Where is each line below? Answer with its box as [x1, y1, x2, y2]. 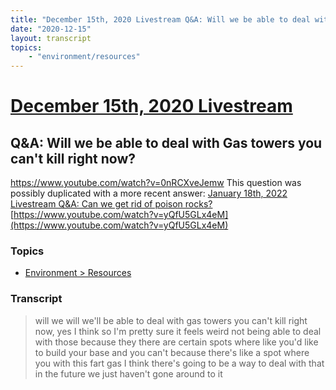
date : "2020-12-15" [10, 24, 92, 34]
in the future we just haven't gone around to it [34, 367, 223, 380]
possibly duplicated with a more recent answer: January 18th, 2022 [10, 187, 288, 200]
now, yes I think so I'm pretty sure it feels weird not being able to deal [34, 325, 322, 337]
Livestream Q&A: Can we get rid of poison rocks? [10, 198, 213, 210]
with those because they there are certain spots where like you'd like [34, 336, 319, 348]
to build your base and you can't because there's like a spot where [34, 346, 310, 358]
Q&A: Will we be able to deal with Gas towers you [10, 134, 323, 151]
